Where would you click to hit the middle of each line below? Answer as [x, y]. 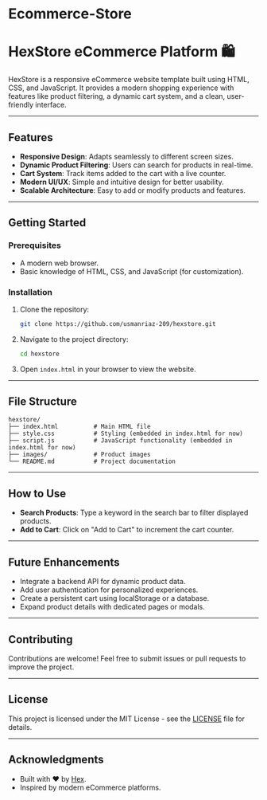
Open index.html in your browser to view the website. [108, 369]
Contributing [41, 639]
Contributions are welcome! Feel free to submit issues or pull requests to [127, 658]
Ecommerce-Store [70, 14]
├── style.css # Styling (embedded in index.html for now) [126, 434]
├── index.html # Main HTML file [79, 427]
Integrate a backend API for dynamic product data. [103, 582]
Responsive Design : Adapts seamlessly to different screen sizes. [127, 156]
